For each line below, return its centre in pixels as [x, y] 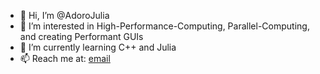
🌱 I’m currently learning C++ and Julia [98, 47]
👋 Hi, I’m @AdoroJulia [64, 15]
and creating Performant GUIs [81, 36]
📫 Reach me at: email [65, 58]
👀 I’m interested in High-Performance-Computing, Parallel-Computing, [164, 26]
